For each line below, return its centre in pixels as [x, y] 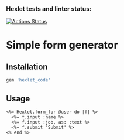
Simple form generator [62, 45]
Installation [27, 66]
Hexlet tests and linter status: [49, 9]
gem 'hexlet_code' [28, 80]
